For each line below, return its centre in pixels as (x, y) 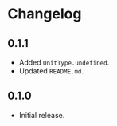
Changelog (45, 14)
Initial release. (42, 115)
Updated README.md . (51, 71)
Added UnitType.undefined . (64, 62)
